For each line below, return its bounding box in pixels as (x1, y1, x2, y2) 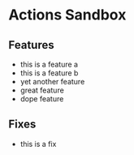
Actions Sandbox (8, 6, 127, 24)
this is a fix (19, 139, 57, 149)
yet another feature (19, 77, 85, 86)
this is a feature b (19, 68, 79, 78)
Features (8, 38, 54, 52)
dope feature (19, 94, 64, 103)
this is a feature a (19, 59, 79, 69)
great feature (19, 85, 65, 95)
